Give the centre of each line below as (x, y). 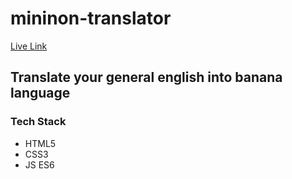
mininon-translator (91, 18)
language (40, 93)
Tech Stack (38, 122)
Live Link (29, 46)
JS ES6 (39, 164)
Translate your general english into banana (146, 77)
